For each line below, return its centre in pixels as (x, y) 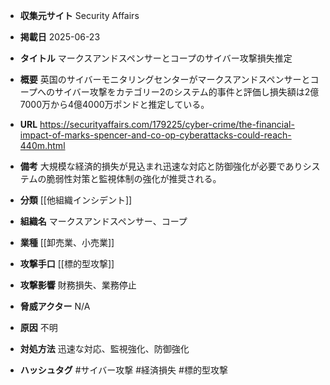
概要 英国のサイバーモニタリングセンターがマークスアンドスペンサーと (165, 79)
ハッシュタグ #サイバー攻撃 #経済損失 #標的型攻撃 (123, 370)
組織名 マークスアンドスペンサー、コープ (103, 221)
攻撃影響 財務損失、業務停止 (78, 285)
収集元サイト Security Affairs (79, 15)
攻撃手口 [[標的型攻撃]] (67, 263)
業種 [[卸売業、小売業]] (67, 242)
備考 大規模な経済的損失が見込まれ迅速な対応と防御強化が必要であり (161, 166)
